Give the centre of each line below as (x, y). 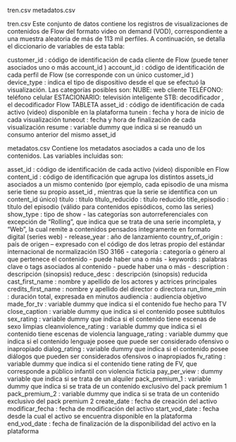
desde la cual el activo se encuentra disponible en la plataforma (100, 416)
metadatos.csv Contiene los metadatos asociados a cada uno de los (106, 148)
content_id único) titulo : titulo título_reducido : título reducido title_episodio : (118, 199)
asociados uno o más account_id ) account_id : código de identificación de (116, 67)
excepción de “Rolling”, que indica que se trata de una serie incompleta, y (114, 222)
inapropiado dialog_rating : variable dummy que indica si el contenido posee (118, 349)
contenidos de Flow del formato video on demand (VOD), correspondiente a (117, 31)
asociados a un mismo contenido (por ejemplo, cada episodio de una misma (118, 184)
